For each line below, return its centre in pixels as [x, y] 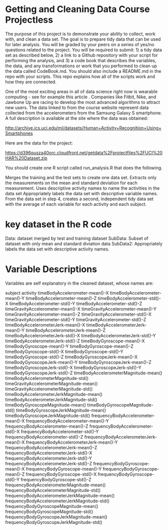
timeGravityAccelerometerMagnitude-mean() [51, 383]
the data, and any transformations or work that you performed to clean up [81, 66]
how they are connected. [31, 82]
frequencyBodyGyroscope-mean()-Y [64, 469]
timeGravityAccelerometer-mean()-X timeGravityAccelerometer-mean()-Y [81, 309]
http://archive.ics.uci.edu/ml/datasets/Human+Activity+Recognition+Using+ [83, 128]
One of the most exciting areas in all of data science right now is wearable [81, 91]
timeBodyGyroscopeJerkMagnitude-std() [48, 416]
